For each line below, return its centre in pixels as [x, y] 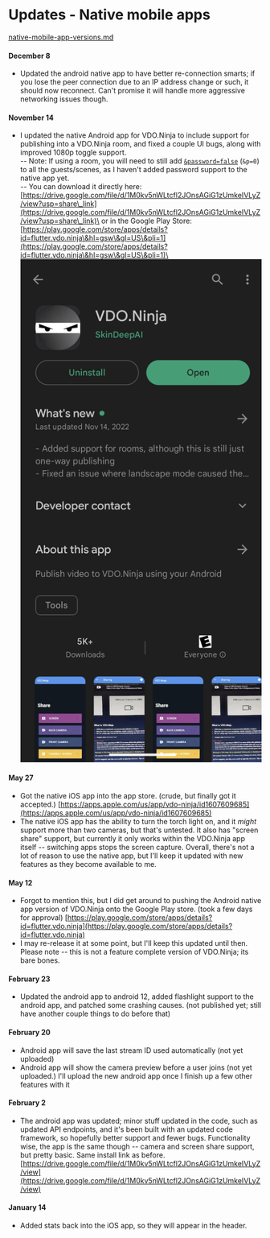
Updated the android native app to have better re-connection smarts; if [137, 73]
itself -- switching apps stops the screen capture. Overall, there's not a [137, 847]
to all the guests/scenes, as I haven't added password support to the [133, 170]
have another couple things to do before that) [95, 1014]
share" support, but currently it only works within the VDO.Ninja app [132, 838]
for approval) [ [44, 918]
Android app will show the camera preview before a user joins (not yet [136, 1067]
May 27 [21, 778]
